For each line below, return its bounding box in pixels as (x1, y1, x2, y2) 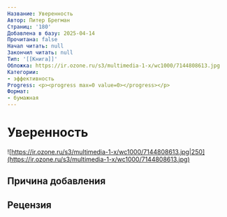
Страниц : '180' (7, 23, 52, 30)
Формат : (7, 88, 30, 95)
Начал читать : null (7, 43, 64, 50)
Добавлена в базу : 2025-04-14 (7, 29, 96, 37)
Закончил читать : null (7, 50, 73, 57)
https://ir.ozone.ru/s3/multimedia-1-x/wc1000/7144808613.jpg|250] (11, 147, 205, 156)
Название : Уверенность (7, 10, 73, 17)
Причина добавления (7, 175, 106, 187)
